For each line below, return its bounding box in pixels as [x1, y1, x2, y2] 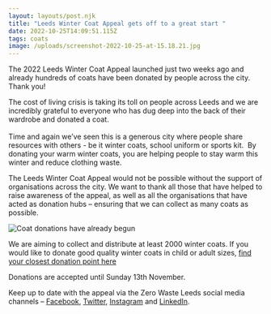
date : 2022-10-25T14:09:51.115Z [8, 27, 117, 35]
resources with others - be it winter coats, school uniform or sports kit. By [8, 140, 256, 150]
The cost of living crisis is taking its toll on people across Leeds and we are [8, 97, 259, 107]
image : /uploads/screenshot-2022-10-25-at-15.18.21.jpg [8, 42, 201, 50]
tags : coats [8, 34, 49, 43]
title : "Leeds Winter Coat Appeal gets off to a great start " [8, 19, 227, 28]
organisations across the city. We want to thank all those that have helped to [8, 182, 263, 191]
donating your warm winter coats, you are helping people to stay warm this [8, 149, 259, 159]
